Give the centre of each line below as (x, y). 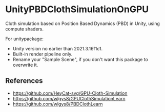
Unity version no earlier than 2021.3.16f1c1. (58, 48)
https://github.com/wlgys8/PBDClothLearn (58, 104)
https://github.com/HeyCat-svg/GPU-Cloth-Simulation (70, 93)
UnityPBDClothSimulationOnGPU (77, 9)
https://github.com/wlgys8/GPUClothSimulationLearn (69, 98)
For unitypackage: (24, 39)
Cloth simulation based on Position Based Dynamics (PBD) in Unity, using (83, 23)
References (24, 81)
